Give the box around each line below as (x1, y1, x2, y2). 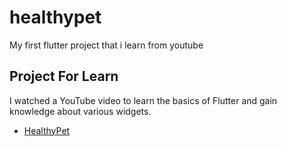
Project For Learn (9, 68, 119, 85)
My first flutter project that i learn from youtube (9, 39, 204, 51)
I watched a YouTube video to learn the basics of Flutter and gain (9, 94, 278, 106)
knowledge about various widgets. (9, 105, 152, 117)
